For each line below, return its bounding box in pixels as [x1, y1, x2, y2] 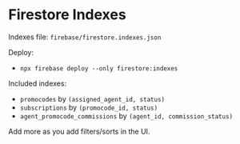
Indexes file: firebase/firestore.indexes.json [8, 32, 162, 42]
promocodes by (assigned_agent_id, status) [19, 94, 166, 103]
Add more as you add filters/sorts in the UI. [8, 126, 150, 136]
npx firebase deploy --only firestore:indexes [19, 64, 178, 73]
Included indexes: [8, 78, 66, 88]
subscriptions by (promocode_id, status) [19, 102, 158, 112]
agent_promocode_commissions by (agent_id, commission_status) [19, 110, 234, 121]
